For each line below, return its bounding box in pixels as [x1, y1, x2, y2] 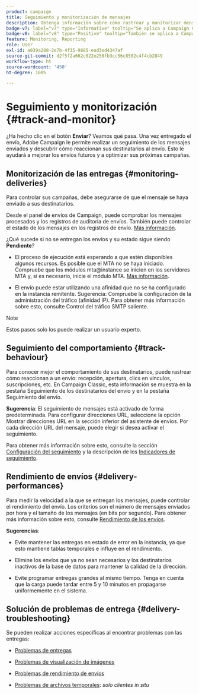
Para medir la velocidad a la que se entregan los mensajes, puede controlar [6, 497, 190, 504]
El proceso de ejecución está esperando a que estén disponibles [14, 254, 173, 260]
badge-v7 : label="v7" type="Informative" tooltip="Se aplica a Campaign [6, 25, 190, 31]
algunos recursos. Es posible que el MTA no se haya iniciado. [14, 260, 165, 267]
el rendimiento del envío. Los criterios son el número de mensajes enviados [6, 503, 191, 510]
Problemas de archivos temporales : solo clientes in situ [14, 682, 149, 689]
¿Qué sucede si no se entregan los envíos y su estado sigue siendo [6, 236, 171, 242]
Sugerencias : [6, 527, 40, 534]
